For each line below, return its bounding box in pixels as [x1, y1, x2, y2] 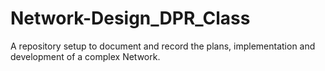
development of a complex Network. [10, 50, 161, 62]
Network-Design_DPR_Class [10, 7, 251, 30]
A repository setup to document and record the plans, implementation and [10, 40, 316, 52]
